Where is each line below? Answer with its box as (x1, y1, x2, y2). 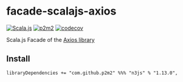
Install (6, 53, 30, 64)
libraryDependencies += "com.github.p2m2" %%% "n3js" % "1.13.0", (6, 70, 178, 76)
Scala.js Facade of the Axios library (6, 36, 95, 43)
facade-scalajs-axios (6, 4, 117, 18)
